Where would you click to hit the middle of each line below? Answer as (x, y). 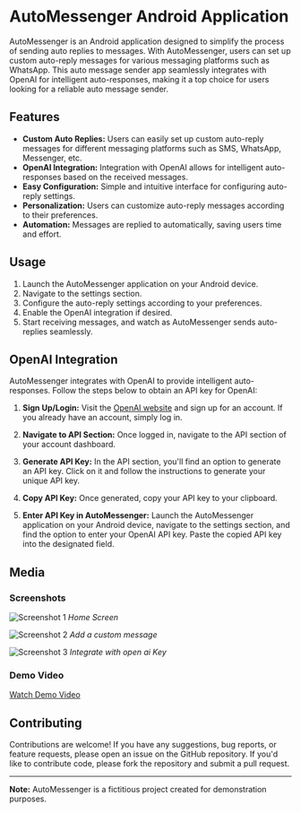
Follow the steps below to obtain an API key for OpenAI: (155, 391)
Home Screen (93, 618)
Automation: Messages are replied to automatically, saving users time (152, 224)
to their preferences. (60, 215)
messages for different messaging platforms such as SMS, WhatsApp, (152, 148)
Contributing (46, 723)
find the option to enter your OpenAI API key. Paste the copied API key (152, 534)
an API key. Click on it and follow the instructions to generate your (144, 471)
